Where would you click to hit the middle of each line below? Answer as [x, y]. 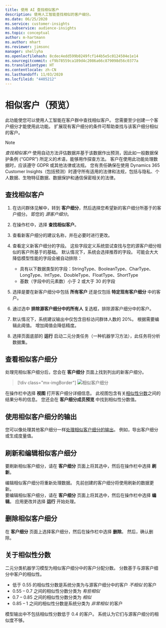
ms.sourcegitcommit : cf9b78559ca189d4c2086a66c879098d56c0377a [72, 61]
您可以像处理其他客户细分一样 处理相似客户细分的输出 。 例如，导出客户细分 [82, 430]
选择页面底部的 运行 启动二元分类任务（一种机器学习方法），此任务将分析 [86, 336]
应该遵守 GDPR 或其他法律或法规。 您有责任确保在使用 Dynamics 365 [89, 165]
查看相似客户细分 [31, 359]
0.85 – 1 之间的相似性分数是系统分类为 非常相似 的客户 [67, 603]
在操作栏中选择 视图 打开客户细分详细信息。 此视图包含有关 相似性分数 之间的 [83, 393]
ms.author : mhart [23, 42]
